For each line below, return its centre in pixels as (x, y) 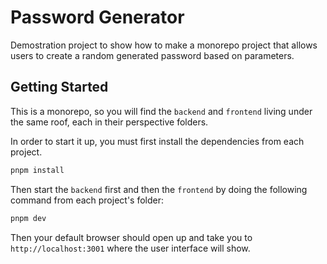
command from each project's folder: (87, 200)
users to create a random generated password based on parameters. (152, 55)
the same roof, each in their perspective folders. (109, 122)
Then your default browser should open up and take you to (131, 237)
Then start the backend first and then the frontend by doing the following (159, 189)
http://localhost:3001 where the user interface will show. (130, 248)
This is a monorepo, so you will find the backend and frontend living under (161, 111)
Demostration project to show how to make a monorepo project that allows (164, 45)
